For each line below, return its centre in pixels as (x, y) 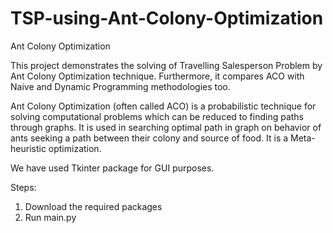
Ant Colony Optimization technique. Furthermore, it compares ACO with (157, 76)
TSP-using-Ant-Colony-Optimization (167, 18)
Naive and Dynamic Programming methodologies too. (120, 86)
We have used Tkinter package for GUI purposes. (112, 168)
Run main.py (50, 217)
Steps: (23, 187)
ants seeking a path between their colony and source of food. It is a (149, 138)
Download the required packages (93, 206)
